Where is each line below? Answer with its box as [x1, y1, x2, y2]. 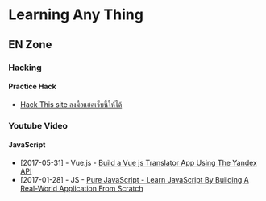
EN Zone [8, 38, 52, 51]
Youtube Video [8, 120, 69, 131]
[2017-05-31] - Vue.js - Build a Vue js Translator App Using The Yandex [19, 158, 258, 167]
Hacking [8, 62, 42, 73]
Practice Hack [8, 82, 56, 92]
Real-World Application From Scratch [19, 183, 143, 193]
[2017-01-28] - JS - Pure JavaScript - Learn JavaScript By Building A [19, 174, 250, 184]
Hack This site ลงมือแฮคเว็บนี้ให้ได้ [19, 99, 123, 109]
